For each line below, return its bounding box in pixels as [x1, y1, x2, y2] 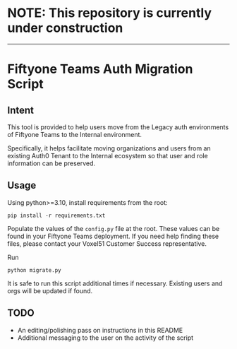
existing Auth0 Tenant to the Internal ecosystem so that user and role [7, 151, 208, 160]
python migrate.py [7, 266, 61, 273]
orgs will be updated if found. [7, 286, 93, 295]
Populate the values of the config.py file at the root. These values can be [7, 224, 220, 232]
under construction [7, 20, 123, 36]
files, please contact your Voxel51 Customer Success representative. [7, 239, 207, 248]
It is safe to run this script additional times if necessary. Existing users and [7, 279, 223, 288]
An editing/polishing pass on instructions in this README [17, 326, 183, 334]
